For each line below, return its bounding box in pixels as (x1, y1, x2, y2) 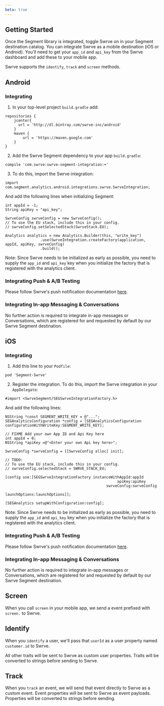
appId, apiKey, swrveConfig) (5, 242, 65, 247)
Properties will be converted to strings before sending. (5, 696, 115, 702)
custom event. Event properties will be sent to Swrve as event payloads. (5, 690, 151, 696)
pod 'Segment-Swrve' (5, 373, 48, 378)
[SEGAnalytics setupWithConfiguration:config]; (5, 501, 105, 506)
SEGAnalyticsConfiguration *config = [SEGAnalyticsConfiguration (5, 419, 141, 424)
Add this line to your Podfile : (12, 363, 71, 369)
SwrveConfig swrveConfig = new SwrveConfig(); (5, 216, 102, 221)
